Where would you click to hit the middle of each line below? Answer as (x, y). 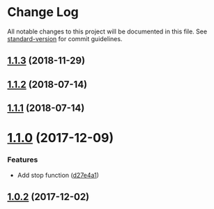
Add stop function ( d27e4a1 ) (58, 175)
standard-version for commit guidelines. (65, 38)
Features (23, 160)
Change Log (43, 12)
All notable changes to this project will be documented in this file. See (107, 31)
